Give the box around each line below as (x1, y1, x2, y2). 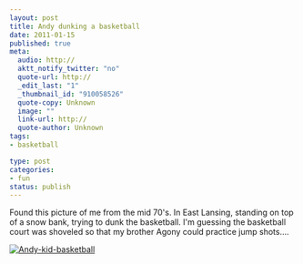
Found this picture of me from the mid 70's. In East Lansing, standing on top (9, 207, 294, 218)
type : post (9, 157, 51, 166)
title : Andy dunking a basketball (9, 22, 141, 31)
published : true (9, 38, 71, 48)
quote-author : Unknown (17, 124, 104, 133)
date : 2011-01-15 (9, 30, 76, 39)
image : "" (17, 107, 55, 116)
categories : (9, 165, 55, 174)
